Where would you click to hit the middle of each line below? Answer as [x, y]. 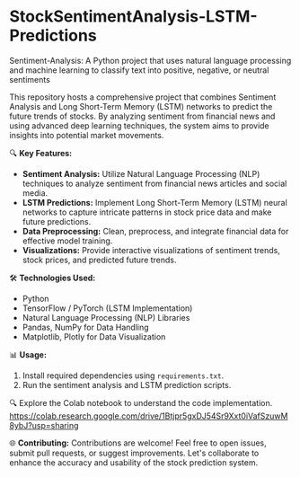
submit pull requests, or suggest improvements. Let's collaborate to [134, 453]
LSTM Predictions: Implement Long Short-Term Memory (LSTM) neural [154, 202]
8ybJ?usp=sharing [44, 425]
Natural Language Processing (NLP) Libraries [106, 317]
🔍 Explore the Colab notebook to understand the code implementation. [141, 402]
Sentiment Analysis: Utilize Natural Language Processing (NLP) [141, 173]
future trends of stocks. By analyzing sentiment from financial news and [142, 116]
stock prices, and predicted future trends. [99, 260]
